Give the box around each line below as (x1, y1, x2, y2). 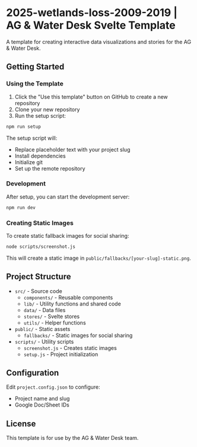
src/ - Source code (14, 287, 62, 294)
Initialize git (14, 158, 43, 166)
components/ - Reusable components (23, 294, 113, 301)
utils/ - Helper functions (23, 319, 86, 326)
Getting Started (6, 62, 65, 72)
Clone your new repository (14, 106, 80, 113)
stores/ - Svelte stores (23, 313, 80, 320)
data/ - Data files (23, 306, 66, 313)
